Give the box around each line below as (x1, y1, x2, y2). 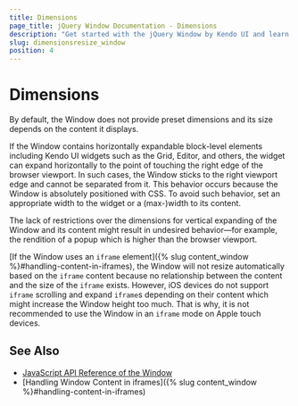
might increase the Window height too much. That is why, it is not (9, 299, 250, 310)
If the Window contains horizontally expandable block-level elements (9, 141, 263, 152)
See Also (9, 344, 60, 359)
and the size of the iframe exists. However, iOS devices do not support (9, 280, 269, 291)
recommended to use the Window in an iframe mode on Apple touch (9, 309, 261, 319)
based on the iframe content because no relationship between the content (9, 270, 283, 281)
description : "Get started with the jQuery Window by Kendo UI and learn (9, 29, 290, 38)
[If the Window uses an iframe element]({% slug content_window (9, 252, 249, 262)
